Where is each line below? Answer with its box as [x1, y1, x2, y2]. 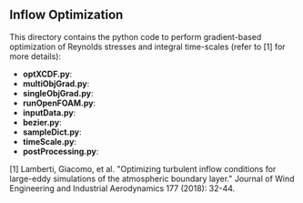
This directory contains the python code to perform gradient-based [9, 31, 262, 42]
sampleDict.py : [22, 127, 82, 137]
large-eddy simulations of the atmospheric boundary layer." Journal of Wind [9, 173, 295, 184]
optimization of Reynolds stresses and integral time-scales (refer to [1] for [9, 41, 286, 52]
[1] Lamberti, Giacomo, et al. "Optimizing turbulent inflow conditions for [9, 163, 277, 174]
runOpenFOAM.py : [22, 97, 96, 108]
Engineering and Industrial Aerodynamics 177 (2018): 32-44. [9, 182, 236, 194]
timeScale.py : [22, 136, 77, 147]
